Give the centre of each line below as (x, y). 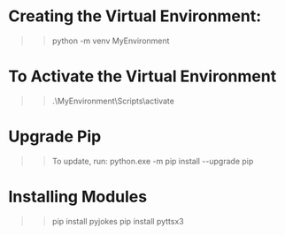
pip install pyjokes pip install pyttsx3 (118, 221)
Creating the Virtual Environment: (135, 16)
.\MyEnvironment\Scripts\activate (113, 101)
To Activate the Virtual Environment (142, 76)
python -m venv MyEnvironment (111, 41)
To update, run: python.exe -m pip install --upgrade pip (153, 161)
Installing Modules (78, 197)
